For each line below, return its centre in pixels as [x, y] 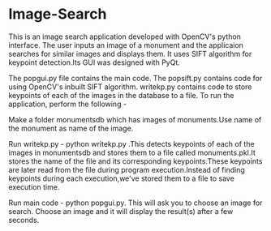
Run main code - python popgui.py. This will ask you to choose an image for [135, 203]
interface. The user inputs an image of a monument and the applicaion [126, 45]
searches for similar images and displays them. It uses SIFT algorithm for [130, 53]
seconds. [24, 220]
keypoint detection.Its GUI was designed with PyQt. [95, 62]
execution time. [34, 186]
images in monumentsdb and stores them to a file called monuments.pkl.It [132, 152]
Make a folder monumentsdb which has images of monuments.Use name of [135, 119]
